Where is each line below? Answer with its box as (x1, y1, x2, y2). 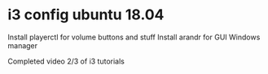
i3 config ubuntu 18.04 (7, 6, 165, 24)
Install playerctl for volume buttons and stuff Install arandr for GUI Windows (7, 32, 261, 42)
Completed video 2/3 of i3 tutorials (7, 56, 125, 66)
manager (7, 40, 38, 50)
